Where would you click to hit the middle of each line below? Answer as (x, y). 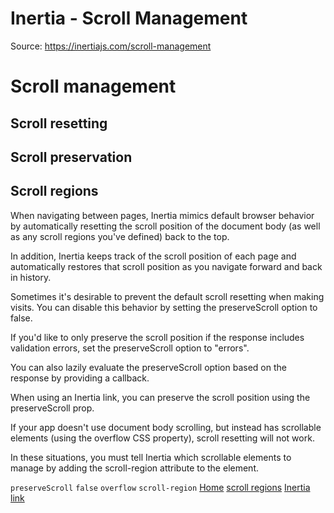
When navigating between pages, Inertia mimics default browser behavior (162, 215)
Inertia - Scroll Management (129, 18)
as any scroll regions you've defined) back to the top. (120, 236)
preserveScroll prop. (52, 408)
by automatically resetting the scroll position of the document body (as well (165, 226)
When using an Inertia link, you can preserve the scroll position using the (160, 397)
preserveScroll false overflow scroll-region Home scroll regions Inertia (160, 487)
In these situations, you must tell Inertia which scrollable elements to (151, 457)
